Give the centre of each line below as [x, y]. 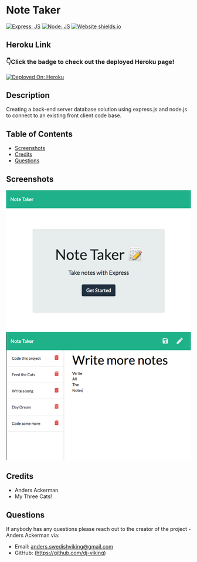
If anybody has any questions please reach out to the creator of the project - [98, 529]
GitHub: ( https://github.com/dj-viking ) [60, 553]
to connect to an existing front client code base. [64, 115]
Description [28, 95]
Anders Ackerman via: [33, 535]
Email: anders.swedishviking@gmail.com [64, 547]
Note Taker [33, 10]
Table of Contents [40, 134]
